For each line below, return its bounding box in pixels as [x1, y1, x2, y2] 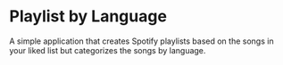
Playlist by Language [9, 6, 168, 27]
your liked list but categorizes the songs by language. [9, 45, 206, 55]
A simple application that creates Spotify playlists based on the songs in [9, 36, 274, 46]
